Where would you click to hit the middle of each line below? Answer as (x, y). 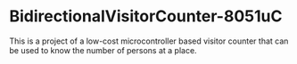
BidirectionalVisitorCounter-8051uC (146, 16)
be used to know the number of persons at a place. (103, 50)
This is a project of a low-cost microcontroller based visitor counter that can (149, 41)
